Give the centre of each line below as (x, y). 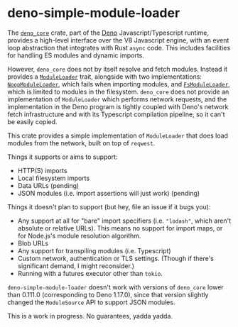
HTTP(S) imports (42, 170)
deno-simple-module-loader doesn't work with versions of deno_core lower (115, 287)
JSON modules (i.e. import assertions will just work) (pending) (109, 193)
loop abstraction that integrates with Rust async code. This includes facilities (119, 48)
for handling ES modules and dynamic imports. (76, 55)
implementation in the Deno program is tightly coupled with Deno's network (118, 106)
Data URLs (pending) (48, 185)
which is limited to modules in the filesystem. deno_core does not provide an (118, 92)
